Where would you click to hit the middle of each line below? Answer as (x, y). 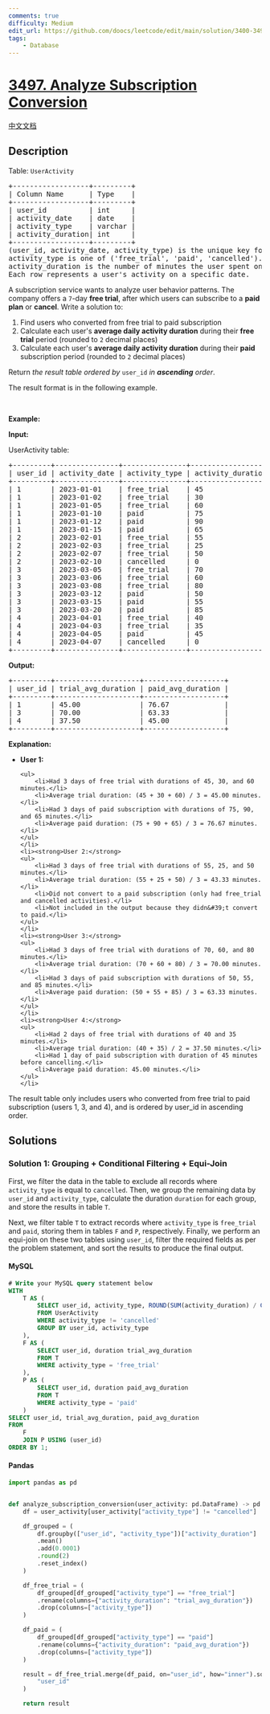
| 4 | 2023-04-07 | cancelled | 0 (104, 642)
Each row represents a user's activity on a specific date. (129, 274)
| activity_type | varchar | (72, 226)
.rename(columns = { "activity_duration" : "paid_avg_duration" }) (143, 1645)
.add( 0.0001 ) (59, 1549)
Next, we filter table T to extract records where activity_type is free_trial (133, 1222)
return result (46, 1704)
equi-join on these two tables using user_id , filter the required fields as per (132, 1239)
